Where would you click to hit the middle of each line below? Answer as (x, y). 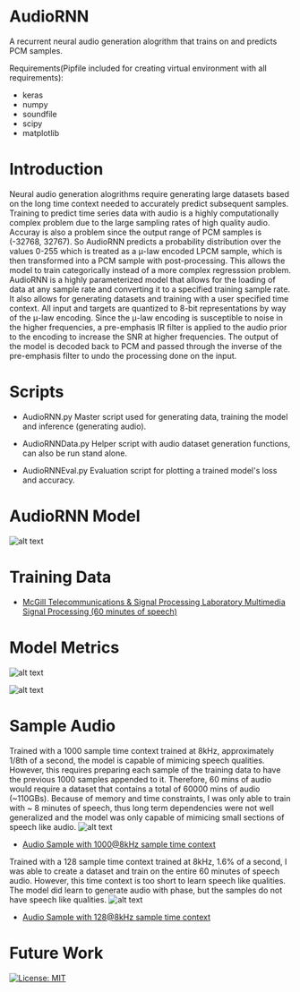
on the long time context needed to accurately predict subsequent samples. (149, 203)
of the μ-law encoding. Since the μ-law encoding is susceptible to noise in (146, 317)
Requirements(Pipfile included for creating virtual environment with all (138, 68)
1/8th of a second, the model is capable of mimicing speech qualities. (137, 760)
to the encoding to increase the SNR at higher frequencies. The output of (144, 337)
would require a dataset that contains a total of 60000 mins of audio (135, 789)
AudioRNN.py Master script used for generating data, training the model (155, 416)
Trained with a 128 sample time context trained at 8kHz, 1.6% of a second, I (148, 861)
